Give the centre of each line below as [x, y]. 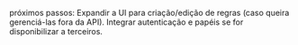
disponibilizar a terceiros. [56, 31]
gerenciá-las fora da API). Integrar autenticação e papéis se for [126, 22]
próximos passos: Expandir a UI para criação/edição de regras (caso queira [149, 13]
